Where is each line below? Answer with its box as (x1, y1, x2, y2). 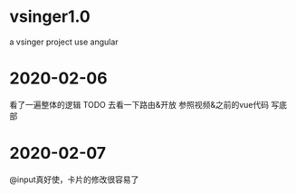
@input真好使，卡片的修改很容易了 (9, 174, 139, 185)
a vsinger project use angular (9, 36, 119, 47)
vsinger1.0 (9, 6, 91, 27)
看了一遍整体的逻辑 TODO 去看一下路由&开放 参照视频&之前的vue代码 (9, 99, 270, 110)
